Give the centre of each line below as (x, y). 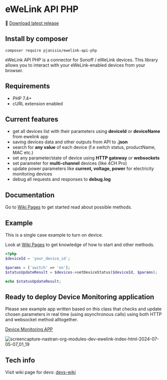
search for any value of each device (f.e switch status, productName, (84, 147)
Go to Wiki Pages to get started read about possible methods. (69, 207)
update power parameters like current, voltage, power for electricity (83, 168)
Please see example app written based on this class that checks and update (83, 309)
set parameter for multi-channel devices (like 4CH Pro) (70, 163)
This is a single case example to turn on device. (54, 235)
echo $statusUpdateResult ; (33, 281)
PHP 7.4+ (22, 98)
